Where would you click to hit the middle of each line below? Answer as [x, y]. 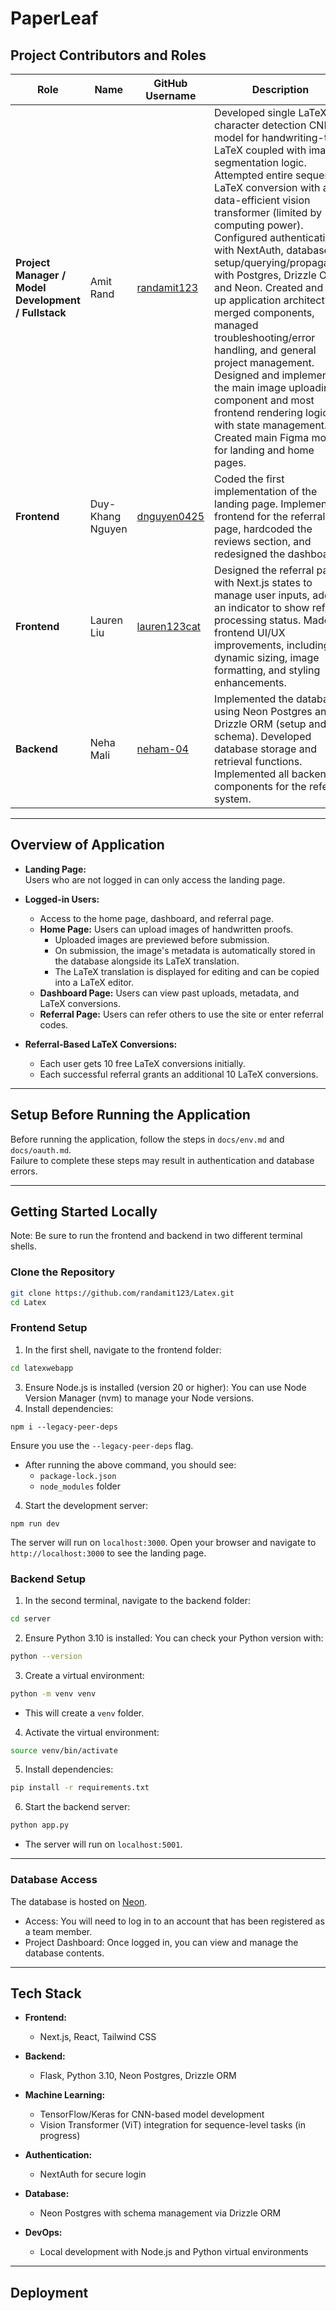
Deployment [49, 2292]
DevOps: [43, 2233]
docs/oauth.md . [41, 1149]
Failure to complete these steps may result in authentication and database [162, 1160]
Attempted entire [253, 175]
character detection [260, 125]
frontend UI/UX [250, 632]
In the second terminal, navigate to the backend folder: [138, 1600]
